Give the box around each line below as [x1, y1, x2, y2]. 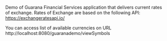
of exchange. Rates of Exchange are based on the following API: [5, 10, 140, 16]
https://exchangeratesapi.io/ [5, 15, 65, 21]
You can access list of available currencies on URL [5, 25, 112, 31]
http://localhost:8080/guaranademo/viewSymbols [5, 30, 110, 36]
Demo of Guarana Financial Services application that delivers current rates [5, 5, 162, 10]
